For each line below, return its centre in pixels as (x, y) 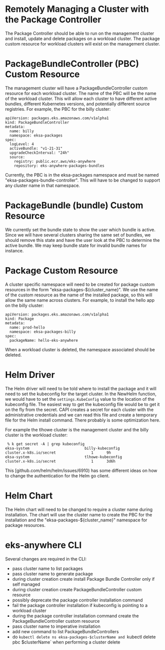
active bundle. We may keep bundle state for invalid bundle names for (76, 245)
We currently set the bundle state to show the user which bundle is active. (80, 230)
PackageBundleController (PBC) (72, 64)
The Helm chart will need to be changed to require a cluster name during (79, 509)
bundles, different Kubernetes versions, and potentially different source (78, 104)
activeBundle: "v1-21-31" (36, 148)
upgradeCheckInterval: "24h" (39, 153)
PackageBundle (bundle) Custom (74, 206)
